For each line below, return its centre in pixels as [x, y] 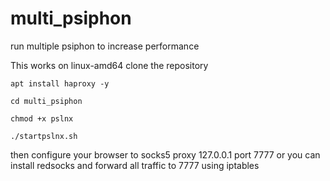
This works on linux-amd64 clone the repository [109, 65]
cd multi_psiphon [46, 101]
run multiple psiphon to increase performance [105, 46]
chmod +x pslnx [42, 118]
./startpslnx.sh [44, 136]
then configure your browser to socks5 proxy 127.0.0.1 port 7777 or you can [165, 154]
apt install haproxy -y [60, 83]
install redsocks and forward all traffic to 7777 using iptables [135, 165]
